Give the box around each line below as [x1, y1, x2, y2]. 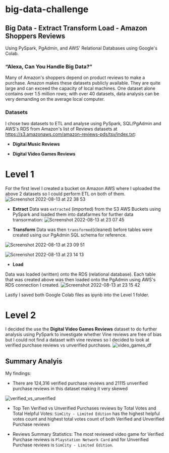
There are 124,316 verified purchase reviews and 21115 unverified [12, 380, 148, 386]
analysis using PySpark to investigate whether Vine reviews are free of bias [5, 331, 162, 337]
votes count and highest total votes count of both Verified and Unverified [12, 416, 164, 422]
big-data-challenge [5, 4, 89, 15]
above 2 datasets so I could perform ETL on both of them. [5, 191, 126, 197]
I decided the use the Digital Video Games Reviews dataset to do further [5, 326, 157, 332]
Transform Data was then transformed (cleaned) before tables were [12, 226, 153, 233]
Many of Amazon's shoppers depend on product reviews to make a [5, 74, 145, 81]
